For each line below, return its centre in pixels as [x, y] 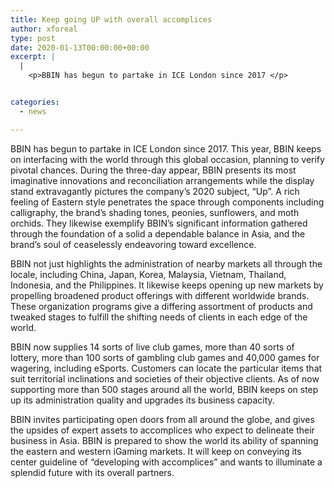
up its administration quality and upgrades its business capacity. [142, 400]
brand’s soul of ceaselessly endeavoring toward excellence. [133, 244]
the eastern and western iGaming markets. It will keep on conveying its [156, 451]
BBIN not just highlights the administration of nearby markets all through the [166, 263]
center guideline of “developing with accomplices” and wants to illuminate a [166, 462]
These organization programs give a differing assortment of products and [161, 306]
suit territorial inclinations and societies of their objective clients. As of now [165, 378]
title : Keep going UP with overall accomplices [111, 19]
